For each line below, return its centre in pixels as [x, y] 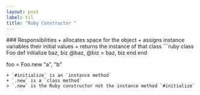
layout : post [23, 12]
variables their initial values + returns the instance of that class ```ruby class [100, 46]
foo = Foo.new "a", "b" [34, 64]
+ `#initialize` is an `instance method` [59, 76]
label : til [20, 17]
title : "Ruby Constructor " [42, 23]
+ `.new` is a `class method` [44, 81]
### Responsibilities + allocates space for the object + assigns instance [95, 40]
